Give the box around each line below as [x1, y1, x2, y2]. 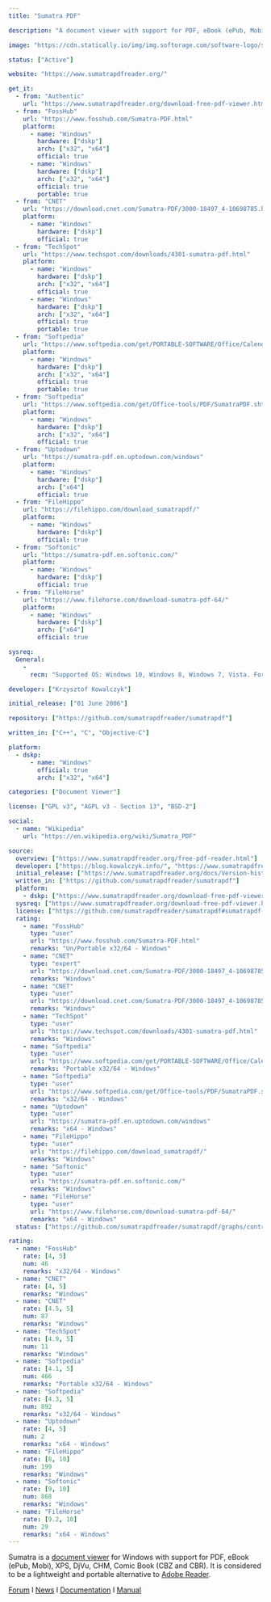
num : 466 [23, 1372, 52, 1381]
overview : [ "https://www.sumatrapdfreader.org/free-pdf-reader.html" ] [15, 854, 258, 862]
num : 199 [23, 1462, 52, 1471]
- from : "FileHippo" [15, 498, 85, 506]
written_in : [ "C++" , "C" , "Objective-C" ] [8, 729, 150, 737]
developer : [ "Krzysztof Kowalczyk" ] [8, 685, 131, 693]
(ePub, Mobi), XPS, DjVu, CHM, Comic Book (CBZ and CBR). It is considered [8, 1561, 262, 1570]
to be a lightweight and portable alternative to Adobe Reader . [8, 1570, 211, 1579]
